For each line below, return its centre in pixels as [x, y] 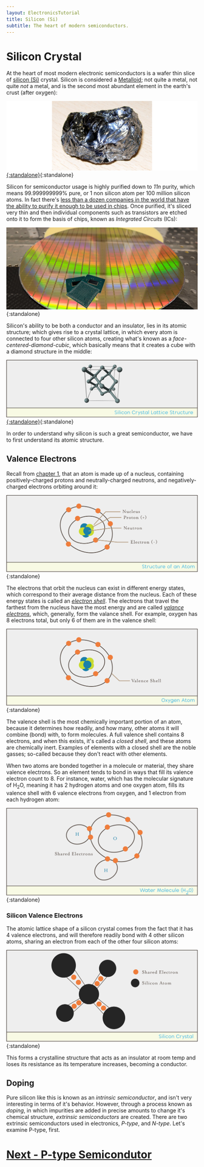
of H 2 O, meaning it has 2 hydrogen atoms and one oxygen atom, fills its [96, 786]
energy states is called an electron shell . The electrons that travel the [93, 601]
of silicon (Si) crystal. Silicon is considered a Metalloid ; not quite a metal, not [102, 80]
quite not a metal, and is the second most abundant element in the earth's [99, 86]
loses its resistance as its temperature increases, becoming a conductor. [97, 1064]
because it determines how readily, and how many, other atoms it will [93, 728]
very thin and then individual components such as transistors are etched [97, 213]
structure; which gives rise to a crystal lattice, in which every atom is [92, 332]
